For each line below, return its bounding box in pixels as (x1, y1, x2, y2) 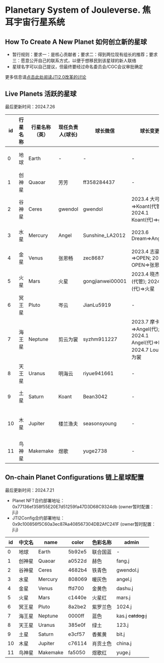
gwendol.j (116, 566, 139, 573)
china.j (116, 640, 132, 646)
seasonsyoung (82, 420, 117, 427)
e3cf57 (68, 631, 85, 638)
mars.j (116, 594, 131, 601)
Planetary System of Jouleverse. (5, 4, 141, 16)
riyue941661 (82, 370, 114, 377)
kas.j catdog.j (116, 612, 147, 619)
